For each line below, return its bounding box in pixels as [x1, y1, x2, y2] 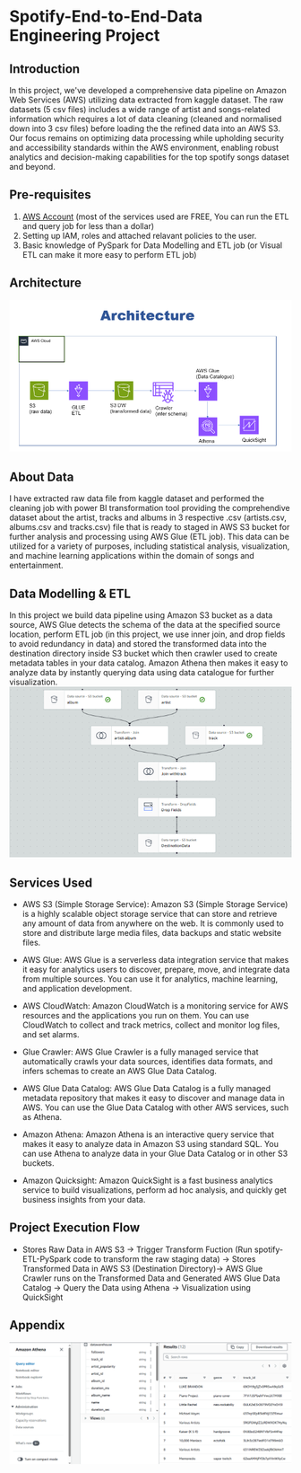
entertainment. [9, 560, 64, 571]
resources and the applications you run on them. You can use [21, 1010, 249, 1021]
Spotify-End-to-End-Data [9, 6, 203, 27]
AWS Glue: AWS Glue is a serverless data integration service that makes [21, 955, 289, 966]
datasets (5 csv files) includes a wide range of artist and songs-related [9, 104, 271, 114]
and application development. [21, 983, 133, 994]
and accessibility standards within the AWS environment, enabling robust [9, 142, 279, 153]
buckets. [21, 1158, 56, 1169]
